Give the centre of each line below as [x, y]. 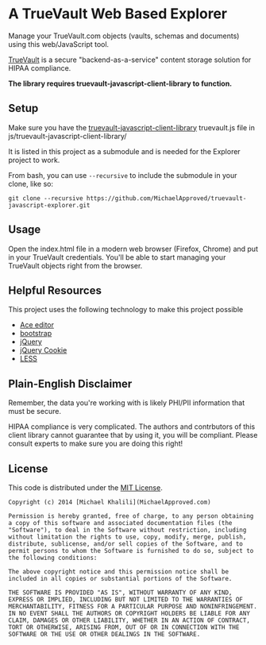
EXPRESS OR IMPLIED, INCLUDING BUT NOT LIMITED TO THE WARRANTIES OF [126, 600]
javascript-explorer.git [49, 205]
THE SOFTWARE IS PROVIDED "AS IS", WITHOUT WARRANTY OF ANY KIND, [120, 593]
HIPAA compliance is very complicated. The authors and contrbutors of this [132, 427]
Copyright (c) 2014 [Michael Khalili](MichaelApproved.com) [110, 502]
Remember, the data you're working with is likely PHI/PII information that [126, 403]
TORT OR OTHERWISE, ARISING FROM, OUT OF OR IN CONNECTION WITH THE [124, 628]
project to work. [34, 160]
